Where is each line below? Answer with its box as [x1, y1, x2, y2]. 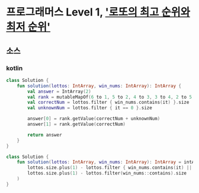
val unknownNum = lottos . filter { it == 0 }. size [27, 105, 152, 111]
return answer [27, 132, 62, 138]
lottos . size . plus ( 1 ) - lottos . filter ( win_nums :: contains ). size [27, 170, 187, 176]
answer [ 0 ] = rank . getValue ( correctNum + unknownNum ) [27, 116, 161, 122]
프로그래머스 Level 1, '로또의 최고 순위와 [6, 5, 191, 19]
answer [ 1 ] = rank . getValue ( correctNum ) [27, 121, 126, 127]
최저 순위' [6, 20, 51, 34]
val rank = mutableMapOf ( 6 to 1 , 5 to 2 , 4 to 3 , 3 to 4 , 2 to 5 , [27, 94, 195, 100]
